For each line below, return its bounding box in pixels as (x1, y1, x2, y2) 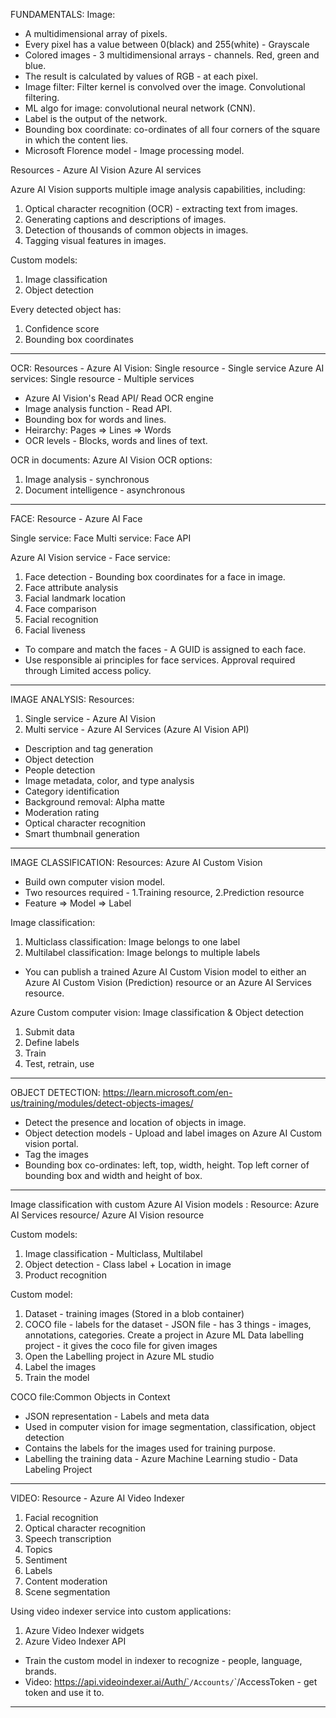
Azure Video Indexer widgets (24, 1625, 145, 1636)
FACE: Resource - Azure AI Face (10, 513, 143, 524)
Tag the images (24, 1149, 89, 1160)
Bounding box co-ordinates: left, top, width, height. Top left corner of (24, 1159, 310, 1171)
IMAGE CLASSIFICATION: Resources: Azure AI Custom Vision (10, 857, 263, 868)
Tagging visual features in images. (24, 235, 167, 246)
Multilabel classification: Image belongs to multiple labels (24, 947, 261, 958)
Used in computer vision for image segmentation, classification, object (24, 1421, 317, 1433)
